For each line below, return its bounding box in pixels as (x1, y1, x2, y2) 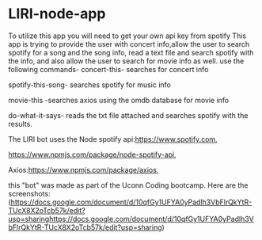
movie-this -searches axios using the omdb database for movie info (8, 95, 230, 105)
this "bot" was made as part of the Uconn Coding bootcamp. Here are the (8, 180, 249, 190)
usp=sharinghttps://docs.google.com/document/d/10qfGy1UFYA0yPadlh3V (8, 214, 255, 223)
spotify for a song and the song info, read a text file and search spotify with (8, 48, 254, 57)
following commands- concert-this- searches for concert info (8, 64, 209, 74)
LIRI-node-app (8, 5, 106, 23)
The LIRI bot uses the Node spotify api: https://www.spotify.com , (8, 134, 218, 143)
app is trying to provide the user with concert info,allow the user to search (8, 39, 250, 48)
